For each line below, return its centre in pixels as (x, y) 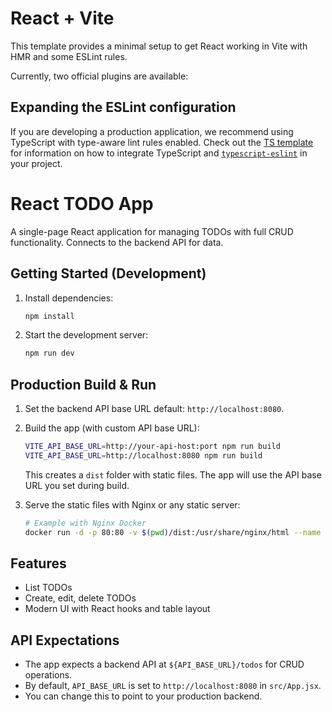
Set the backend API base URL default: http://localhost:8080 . (154, 409)
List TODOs (48, 588)
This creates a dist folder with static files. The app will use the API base (173, 474)
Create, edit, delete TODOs (80, 598)
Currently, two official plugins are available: (99, 76)
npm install (49, 316)
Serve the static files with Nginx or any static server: (132, 504)
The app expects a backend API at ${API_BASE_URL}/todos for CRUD (164, 664)
